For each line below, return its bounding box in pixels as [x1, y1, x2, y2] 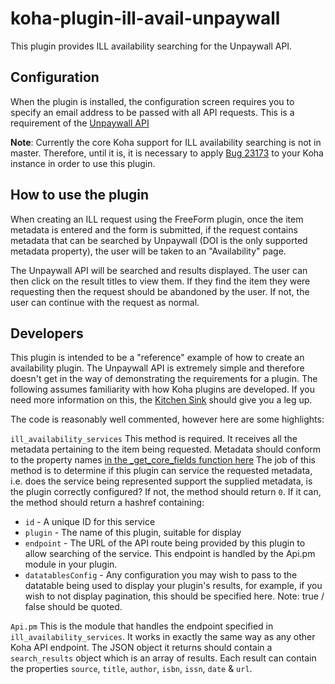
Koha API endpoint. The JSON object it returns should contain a [10, 642, 273, 654]
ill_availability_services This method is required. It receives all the [10, 433, 298, 445]
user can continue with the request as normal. [10, 296, 200, 308]
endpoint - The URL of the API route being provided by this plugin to [24, 537, 306, 549]
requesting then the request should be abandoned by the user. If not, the [10, 285, 310, 297]
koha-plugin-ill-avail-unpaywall [10, 7, 281, 30]
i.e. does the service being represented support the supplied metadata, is [10, 475, 313, 487]
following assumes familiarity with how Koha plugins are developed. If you [10, 383, 316, 396]
